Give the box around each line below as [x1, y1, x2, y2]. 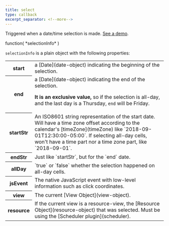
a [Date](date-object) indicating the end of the [34, 76, 145, 83]
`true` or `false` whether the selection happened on [34, 162, 155, 169]
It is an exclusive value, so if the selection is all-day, [34, 94, 160, 101]
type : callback [5, 12, 37, 17]
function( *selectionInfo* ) [5, 40, 59, 46]
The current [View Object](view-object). [34, 191, 131, 198]
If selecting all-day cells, [89, 132, 147, 139]
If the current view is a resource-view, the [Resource [34, 200, 160, 207]
